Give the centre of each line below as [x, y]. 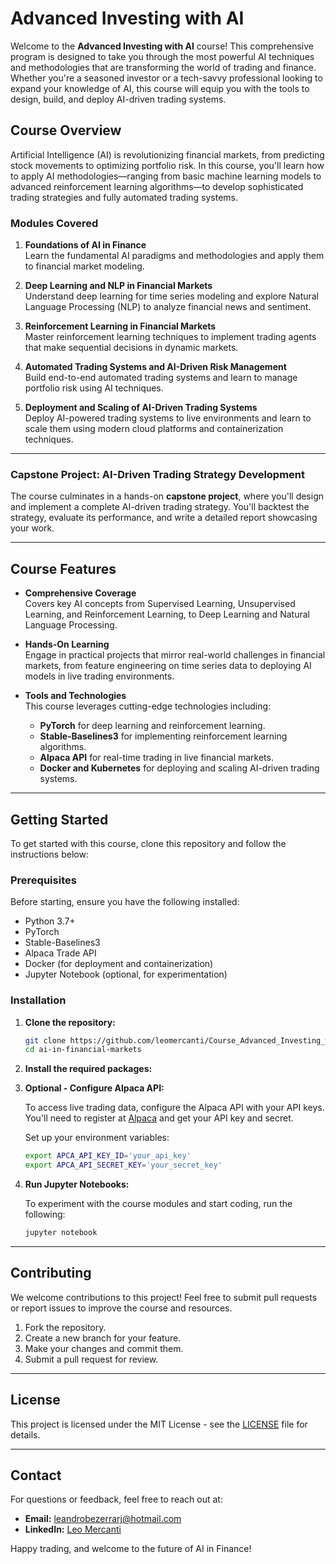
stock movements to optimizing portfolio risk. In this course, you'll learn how [167, 165]
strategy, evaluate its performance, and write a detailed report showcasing [164, 518]
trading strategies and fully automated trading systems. [124, 197]
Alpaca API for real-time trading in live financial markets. [156, 758]
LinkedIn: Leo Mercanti [73, 1529]
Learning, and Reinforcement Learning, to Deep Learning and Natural [167, 614]
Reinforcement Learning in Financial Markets [120, 326]
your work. [32, 528]
